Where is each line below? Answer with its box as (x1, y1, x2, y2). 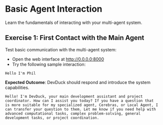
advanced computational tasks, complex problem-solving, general (5, 111, 141, 116)
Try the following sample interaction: (12, 61, 86, 67)
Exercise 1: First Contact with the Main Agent (5, 34, 144, 42)
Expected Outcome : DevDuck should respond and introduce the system (5, 79, 151, 85)
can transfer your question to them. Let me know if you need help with (5, 106, 156, 112)
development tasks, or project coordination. (5, 115, 99, 120)
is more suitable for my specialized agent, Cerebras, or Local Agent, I (5, 103, 159, 107)
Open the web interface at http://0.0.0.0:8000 (12, 56, 104, 62)
